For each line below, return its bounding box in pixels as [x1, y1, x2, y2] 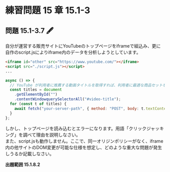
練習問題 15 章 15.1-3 [5, 5, 91, 16]
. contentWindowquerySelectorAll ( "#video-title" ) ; [14, 97, 121, 102]
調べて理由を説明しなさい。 [22, 132, 81, 138]
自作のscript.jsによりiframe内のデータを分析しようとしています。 [5, 49, 141, 55]
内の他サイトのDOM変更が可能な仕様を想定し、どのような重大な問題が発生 [5, 144, 162, 150]
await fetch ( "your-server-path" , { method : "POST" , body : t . [14, 106, 146, 111]
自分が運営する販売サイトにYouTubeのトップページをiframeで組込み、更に [5, 43, 161, 49]
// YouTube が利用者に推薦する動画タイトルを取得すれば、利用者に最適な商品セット [10, 82, 163, 88]
